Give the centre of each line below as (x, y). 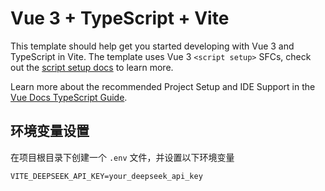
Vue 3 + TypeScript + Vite (120, 18)
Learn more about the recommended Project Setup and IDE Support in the (163, 86)
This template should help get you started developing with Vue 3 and (152, 46)
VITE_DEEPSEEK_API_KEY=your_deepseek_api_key (106, 176)
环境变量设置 (50, 131)
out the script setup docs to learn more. (92, 67)
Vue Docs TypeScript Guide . (69, 97)
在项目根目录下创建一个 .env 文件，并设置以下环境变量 (122, 157)
